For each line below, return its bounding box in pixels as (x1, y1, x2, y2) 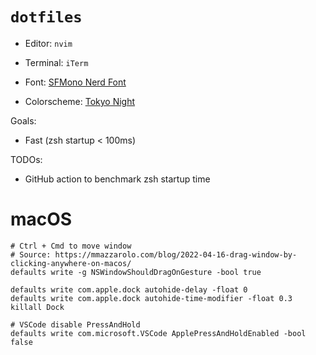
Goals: (10, 114, 37, 127)
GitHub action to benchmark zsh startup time (24, 173, 211, 185)
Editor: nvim (24, 37, 73, 49)
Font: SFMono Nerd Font (24, 76, 127, 88)
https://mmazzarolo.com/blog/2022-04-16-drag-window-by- (54, 249, 298, 260)
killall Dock (10, 302, 65, 312)
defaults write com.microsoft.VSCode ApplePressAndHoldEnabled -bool (10, 328, 307, 338)
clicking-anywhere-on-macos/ (10, 258, 132, 268)
